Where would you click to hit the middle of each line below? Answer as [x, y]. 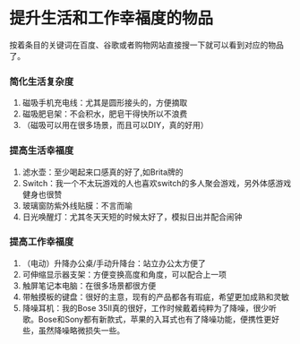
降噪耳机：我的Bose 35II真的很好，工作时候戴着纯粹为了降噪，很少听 [150, 308]
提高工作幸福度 [42, 242]
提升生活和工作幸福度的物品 [111, 18]
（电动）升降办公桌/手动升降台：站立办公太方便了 [114, 263]
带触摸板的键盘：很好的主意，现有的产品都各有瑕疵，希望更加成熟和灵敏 [155, 297]
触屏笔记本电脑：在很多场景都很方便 [89, 285]
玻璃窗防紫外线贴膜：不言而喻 [77, 205]
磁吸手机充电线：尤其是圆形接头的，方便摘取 [105, 103]
